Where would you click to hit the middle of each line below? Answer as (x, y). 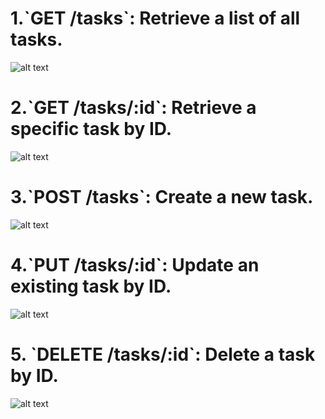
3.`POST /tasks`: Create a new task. (162, 197)
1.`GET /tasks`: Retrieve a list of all (155, 18)
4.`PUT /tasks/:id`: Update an (135, 265)
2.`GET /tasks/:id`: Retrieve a (133, 108)
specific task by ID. (91, 129)
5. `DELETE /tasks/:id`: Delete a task (163, 354)
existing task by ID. (91, 286)
